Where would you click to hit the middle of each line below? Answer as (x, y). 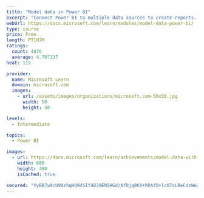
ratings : (17, 46)
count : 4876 (27, 52)
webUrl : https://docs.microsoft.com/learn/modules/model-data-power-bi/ (100, 23)
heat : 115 (19, 63)
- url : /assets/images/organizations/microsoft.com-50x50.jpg (97, 97)
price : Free (21, 35)
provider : (19, 73)
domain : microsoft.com (40, 85)
